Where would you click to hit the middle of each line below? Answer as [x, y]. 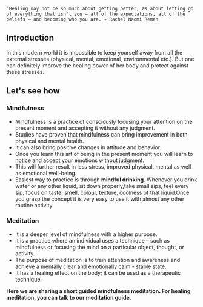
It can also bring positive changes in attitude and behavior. [88, 147]
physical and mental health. [49, 141]
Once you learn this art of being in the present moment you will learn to [104, 153]
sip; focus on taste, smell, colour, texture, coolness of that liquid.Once [102, 192]
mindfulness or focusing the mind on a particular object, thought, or [100, 247]
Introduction [30, 38]
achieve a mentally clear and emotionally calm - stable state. [91, 266]
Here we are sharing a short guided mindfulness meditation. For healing [98, 291]
